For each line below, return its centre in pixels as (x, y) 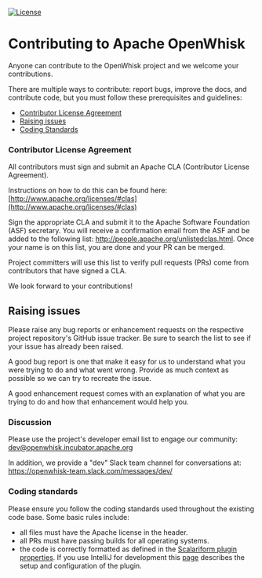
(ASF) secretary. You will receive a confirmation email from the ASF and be (129, 231)
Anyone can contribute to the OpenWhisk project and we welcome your (124, 65)
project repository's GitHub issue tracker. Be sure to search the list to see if (129, 338)
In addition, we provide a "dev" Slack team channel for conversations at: (125, 463)
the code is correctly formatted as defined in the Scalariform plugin (128, 549)
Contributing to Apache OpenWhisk (127, 44)
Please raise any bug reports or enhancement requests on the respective (126, 330)
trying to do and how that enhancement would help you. (99, 402)
